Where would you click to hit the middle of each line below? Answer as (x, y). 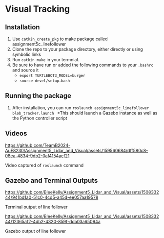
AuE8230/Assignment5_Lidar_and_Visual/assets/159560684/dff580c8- (77, 150)
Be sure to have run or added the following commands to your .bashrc (83, 65)
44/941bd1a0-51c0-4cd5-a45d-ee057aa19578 (52, 197)
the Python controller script (40, 118)
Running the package (38, 96)
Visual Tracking (37, 9)
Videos (16, 133)
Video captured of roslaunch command (44, 165)
